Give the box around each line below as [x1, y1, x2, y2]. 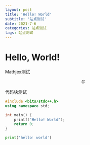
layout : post [5, 7, 32, 12]
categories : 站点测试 [5, 26, 47, 31]
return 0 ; [14, 122, 35, 127]
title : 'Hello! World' [5, 12, 52, 17]
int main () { [5, 112, 32, 117]
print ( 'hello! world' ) [5, 135, 52, 141]
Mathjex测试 [5, 69, 31, 74]
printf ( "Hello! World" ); [14, 117, 65, 122]
